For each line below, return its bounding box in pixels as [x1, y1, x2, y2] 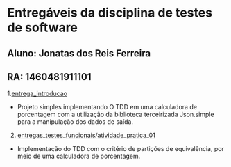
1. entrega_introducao [7, 89, 68, 98]
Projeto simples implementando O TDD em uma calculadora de [17, 103, 198, 111]
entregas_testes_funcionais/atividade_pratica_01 [17, 131, 156, 140]
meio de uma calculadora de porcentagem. [17, 152, 141, 161]
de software [7, 19, 78, 35]
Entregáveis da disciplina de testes [7, 5, 213, 21]
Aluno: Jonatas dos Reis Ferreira [7, 47, 151, 59]
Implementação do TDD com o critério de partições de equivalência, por [17, 145, 224, 153]
